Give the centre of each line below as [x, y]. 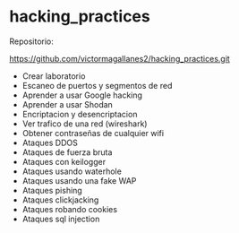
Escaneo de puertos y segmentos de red [97, 85]
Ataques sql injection [61, 219]
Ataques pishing [52, 190]
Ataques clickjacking [60, 200]
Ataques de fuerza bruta [67, 152]
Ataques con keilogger [64, 161]
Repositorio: [31, 41]
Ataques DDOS [50, 142]
